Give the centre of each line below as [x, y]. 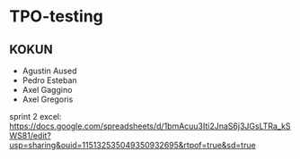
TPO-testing [56, 17]
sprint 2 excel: [35, 117]
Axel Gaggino [47, 90]
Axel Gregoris [48, 99]
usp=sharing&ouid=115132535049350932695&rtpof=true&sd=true [132, 145]
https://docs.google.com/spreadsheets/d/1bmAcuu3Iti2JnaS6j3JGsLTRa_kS [150, 126]
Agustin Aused [49, 71]
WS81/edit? [31, 135]
